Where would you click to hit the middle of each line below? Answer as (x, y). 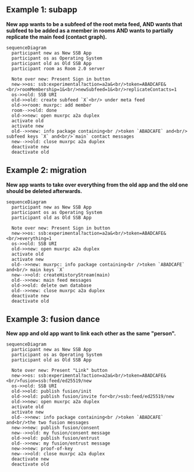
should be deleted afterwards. (44, 191)
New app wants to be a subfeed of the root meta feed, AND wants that (94, 24)
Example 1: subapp (42, 10)
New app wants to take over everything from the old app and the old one (97, 185)
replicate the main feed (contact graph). (57, 37)
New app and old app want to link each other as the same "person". (91, 334)
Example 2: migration (46, 170)
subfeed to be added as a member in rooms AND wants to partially (90, 30)
